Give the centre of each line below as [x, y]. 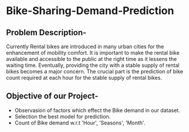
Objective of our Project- [52, 96]
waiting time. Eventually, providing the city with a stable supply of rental [93, 65]
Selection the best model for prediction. [63, 116]
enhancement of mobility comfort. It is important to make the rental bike [93, 53]
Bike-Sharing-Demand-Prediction [90, 11]
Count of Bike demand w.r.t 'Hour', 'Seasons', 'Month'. [80, 123]
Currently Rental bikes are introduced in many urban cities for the [85, 46]
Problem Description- [46, 33]
